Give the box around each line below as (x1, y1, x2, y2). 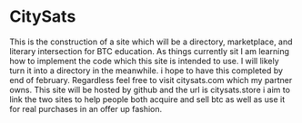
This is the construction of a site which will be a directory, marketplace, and (9, 36, 293, 47)
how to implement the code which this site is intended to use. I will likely (9, 55, 279, 66)
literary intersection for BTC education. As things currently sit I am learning (9, 45, 289, 56)
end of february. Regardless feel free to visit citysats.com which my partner (9, 74, 293, 85)
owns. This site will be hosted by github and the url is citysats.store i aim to (9, 84, 291, 95)
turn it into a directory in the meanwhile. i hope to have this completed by (9, 65, 284, 76)
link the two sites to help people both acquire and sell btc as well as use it (9, 93, 286, 105)
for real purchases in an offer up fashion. (9, 103, 163, 114)
